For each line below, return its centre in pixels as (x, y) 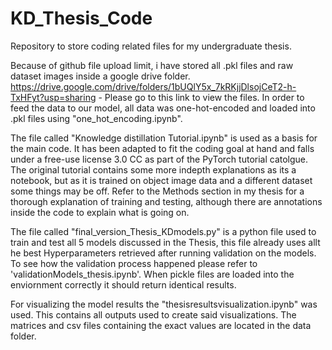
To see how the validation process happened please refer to (134, 263)
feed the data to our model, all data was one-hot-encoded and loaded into (163, 108)
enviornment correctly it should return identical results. (123, 284)
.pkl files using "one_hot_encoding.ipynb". (96, 118)
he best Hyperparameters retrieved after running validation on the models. (163, 253)
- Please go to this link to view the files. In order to (201, 97)
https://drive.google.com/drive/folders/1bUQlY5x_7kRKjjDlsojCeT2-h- (153, 86)
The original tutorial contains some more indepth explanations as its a (153, 169)
